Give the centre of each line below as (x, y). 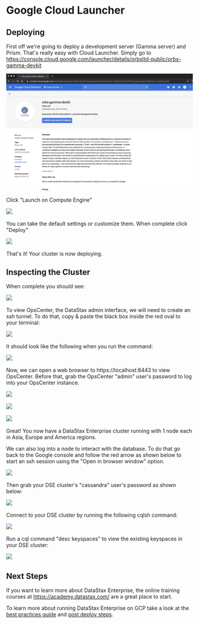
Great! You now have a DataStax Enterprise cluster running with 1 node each (99, 431)
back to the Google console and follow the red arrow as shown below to (94, 455)
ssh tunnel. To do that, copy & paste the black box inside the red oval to (93, 316)
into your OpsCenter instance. (43, 383)
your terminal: (23, 323)
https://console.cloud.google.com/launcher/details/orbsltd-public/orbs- (94, 59)
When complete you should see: (45, 286)
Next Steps (27, 576)
